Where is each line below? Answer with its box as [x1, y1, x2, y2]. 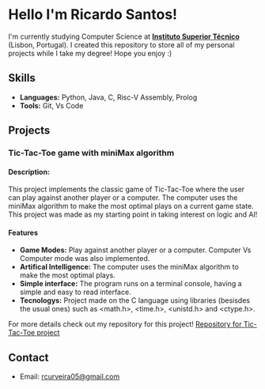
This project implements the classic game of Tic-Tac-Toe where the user [8, 184, 245, 194]
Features [8, 228, 38, 237]
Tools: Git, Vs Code [19, 100, 84, 110]
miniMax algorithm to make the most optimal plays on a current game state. [8, 202, 255, 211]
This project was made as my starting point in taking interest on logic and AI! [8, 210, 258, 219]
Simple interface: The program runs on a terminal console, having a [19, 279, 243, 289]
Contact [8, 350, 49, 364]
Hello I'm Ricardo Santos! [8, 6, 178, 24]
